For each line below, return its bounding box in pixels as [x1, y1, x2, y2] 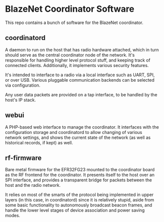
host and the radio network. [5, 182, 61, 188]
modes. [5, 213, 20, 219]
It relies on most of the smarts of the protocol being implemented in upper [5, 192, 154, 198]
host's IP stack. [5, 97, 36, 103]
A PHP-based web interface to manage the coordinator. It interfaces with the [5, 124, 159, 130]
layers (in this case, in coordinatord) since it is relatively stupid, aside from [5, 197, 155, 203]
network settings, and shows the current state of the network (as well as [5, 134, 151, 140]
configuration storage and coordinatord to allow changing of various [5, 129, 143, 135]
